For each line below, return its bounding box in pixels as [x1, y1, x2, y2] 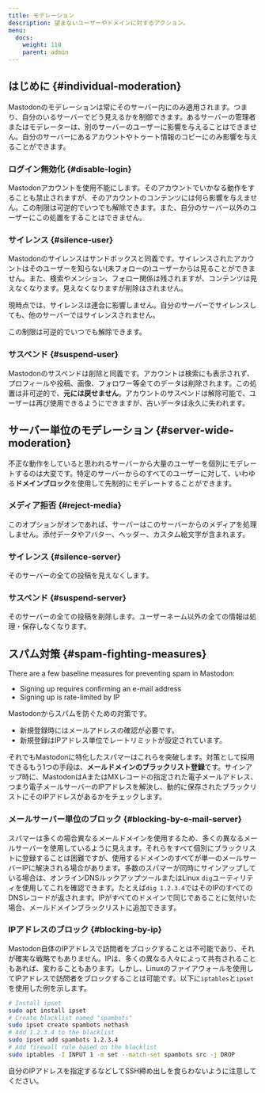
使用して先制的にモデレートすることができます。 [77, 478, 236, 488]
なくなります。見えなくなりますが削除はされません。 [14, 284, 188, 293]
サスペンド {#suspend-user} [8, 349, 119, 360]
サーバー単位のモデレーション [8, 424, 154, 437]
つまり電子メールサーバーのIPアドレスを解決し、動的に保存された [8, 782, 223, 792]
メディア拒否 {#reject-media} [8, 500, 122, 511]
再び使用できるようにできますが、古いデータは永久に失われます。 [35, 398, 250, 408]
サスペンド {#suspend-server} [8, 592, 127, 604]
